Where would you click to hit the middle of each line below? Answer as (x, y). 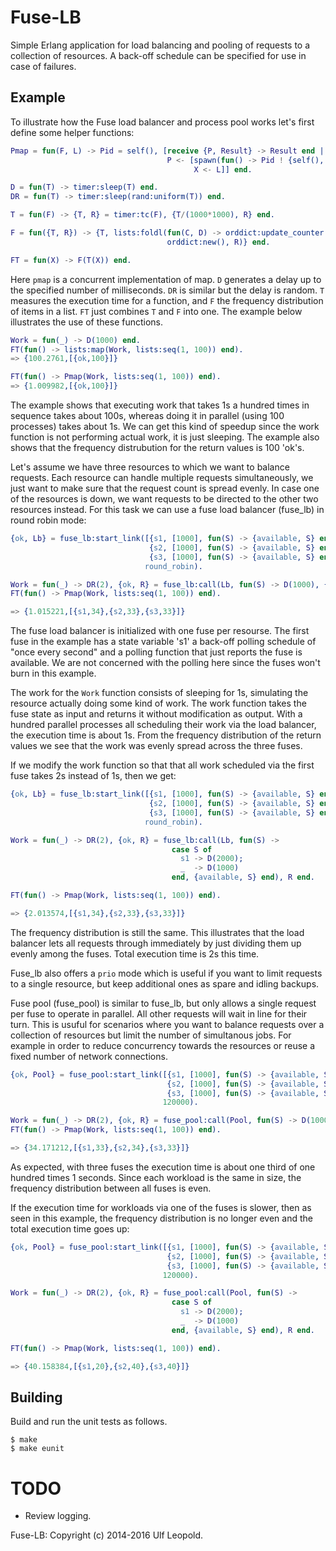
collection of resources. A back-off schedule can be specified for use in (158, 55)
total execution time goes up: (70, 1228)
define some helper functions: (72, 132)
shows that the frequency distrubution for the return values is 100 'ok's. (157, 447)
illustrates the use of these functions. (87, 322)
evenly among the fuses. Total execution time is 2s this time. (135, 953)
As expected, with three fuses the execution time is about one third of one (163, 1167)
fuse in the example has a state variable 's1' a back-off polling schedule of (163, 642)
